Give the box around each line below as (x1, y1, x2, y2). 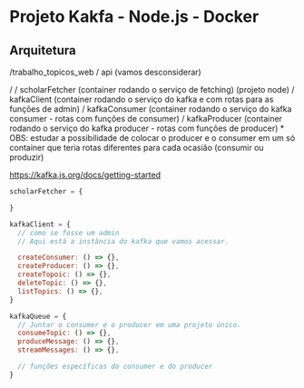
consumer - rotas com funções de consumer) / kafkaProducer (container (9, 114, 283, 124)
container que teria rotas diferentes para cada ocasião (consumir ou (9, 143, 265, 153)
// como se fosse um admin (17, 228, 120, 237)
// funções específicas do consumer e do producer (17, 362, 213, 371)
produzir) (9, 152, 44, 163)
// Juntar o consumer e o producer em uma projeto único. (17, 320, 242, 329)
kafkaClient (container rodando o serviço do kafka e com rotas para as (9, 94, 274, 104)
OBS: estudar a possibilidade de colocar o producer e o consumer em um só (9, 133, 296, 143)
